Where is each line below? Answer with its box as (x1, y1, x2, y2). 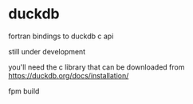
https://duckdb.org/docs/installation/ (8, 70, 129, 80)
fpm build (8, 86, 40, 96)
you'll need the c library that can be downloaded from (8, 62, 185, 72)
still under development (8, 46, 86, 56)
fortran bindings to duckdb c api (8, 31, 114, 41)
